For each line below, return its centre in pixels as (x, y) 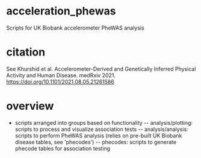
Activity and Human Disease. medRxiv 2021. (61, 75)
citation (26, 52)
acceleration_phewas (61, 11)
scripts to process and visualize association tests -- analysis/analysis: (101, 129)
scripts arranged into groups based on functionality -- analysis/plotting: (104, 122)
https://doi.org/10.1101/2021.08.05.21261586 (60, 81)
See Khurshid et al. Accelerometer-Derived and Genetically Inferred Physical (101, 69)
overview (30, 106)
